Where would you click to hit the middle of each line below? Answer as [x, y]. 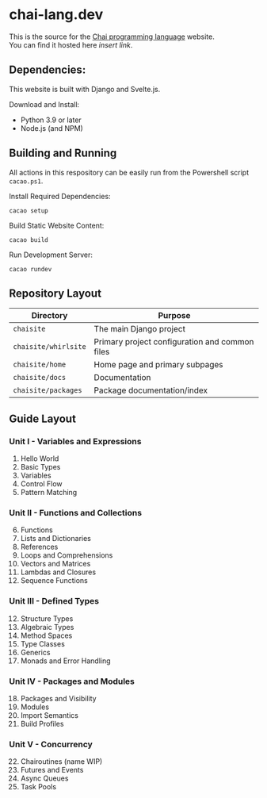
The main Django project [139, 329]
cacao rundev [31, 269]
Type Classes [43, 643]
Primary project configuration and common [174, 342]
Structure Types [47, 618]
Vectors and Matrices [55, 564]
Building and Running [63, 153]
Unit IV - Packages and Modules [72, 681]
